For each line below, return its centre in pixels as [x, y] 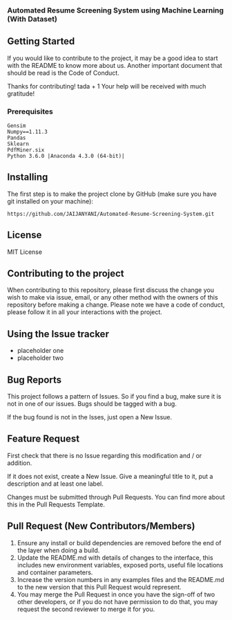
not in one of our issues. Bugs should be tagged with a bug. [92, 404]
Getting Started [41, 41]
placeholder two [40, 358]
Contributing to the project [66, 274]
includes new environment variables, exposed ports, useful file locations [120, 565]
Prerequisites [30, 111]
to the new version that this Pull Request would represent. [99, 587]
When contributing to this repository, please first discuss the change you [110, 290]
